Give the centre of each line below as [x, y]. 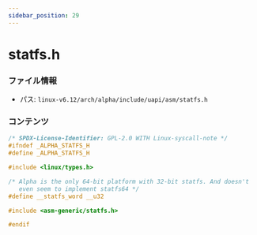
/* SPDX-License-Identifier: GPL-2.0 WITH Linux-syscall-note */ [118, 139]
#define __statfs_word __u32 [56, 196]
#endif [19, 225]
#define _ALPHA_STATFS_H [49, 153]
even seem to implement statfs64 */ [79, 189]
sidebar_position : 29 [44, 15]
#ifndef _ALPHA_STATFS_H [49, 146]
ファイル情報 [33, 80]
